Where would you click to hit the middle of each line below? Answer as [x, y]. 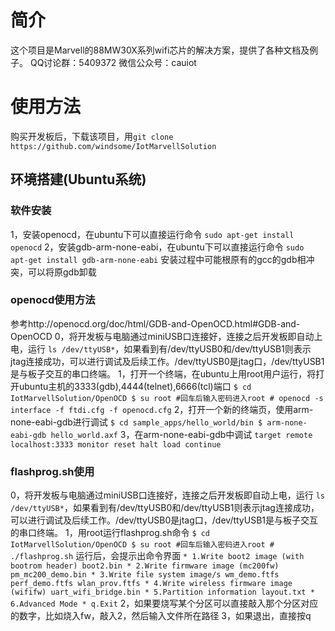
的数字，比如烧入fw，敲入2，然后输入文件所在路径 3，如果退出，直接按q [161, 616]
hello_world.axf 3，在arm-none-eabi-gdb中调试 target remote [181, 434]
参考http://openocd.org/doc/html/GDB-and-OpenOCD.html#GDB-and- [155, 323]
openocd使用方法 [53, 300]
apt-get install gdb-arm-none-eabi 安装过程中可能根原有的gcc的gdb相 [158, 259]
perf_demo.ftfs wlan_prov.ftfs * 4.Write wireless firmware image [151, 584]
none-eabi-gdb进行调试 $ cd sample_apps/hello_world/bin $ [136, 422]
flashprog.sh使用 [52, 471]
